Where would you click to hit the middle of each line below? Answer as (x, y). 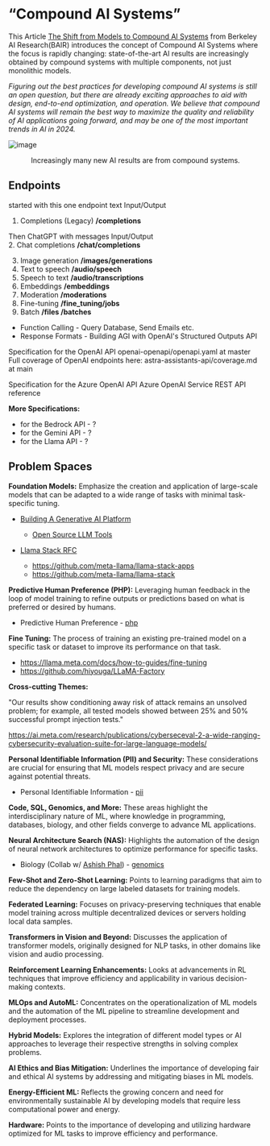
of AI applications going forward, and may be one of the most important (128, 120)
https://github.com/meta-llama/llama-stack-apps (113, 566)
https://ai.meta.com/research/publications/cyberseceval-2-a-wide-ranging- (134, 735)
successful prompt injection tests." (66, 719)
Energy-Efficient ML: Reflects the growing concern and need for (116, 1092)
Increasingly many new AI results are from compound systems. (135, 160)
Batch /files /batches (56, 312)
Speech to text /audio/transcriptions (82, 277)
